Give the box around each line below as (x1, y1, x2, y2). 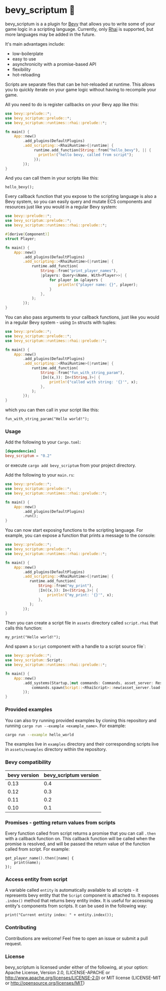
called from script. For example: (5, 846, 70, 852)
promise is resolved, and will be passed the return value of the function (5, 841, 150, 847)
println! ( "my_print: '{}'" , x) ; (47, 592, 114, 597)
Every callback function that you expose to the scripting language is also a (5, 193, 157, 199)
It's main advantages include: (5, 41, 65, 47)
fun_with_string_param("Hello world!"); (5, 417, 90, 422)
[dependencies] (5, 449, 37, 454)
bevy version (7, 771, 40, 778)
